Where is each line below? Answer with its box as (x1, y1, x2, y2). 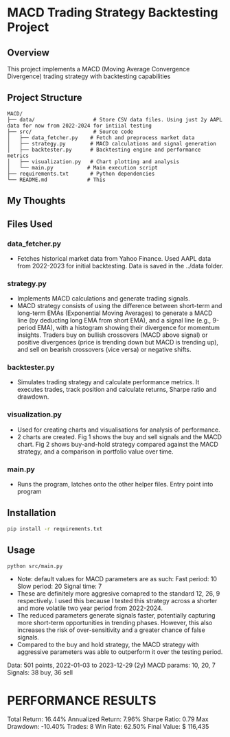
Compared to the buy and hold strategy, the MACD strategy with (16, 640, 199, 649)
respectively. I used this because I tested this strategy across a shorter (16, 597, 218, 605)
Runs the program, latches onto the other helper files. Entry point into (16, 480, 214, 489)
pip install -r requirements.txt (7, 525, 103, 533)
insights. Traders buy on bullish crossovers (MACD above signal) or (16, 331, 208, 339)
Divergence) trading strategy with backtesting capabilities (7, 72, 171, 80)
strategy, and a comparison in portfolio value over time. (16, 447, 174, 456)
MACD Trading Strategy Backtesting (7, 5, 218, 21)
